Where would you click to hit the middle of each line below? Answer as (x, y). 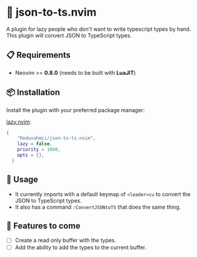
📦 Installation (33, 93)
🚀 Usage (22, 179)
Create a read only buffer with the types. (66, 240)
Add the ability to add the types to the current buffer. (81, 247)
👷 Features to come (43, 226)
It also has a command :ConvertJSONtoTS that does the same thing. (98, 207)
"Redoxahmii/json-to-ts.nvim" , (57, 138)
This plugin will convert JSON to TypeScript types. (69, 35)
